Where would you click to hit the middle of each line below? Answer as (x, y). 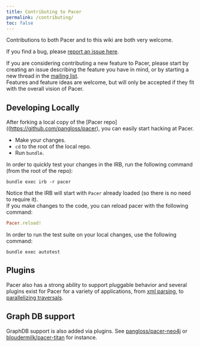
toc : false (20, 23)
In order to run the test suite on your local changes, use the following (92, 235)
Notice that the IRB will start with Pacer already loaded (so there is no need (98, 193)
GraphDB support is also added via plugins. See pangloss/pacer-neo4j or (97, 331)
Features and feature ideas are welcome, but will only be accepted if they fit (100, 82)
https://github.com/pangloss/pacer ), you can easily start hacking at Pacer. (102, 128)
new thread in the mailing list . (43, 76)
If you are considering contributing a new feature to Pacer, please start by (98, 63)
